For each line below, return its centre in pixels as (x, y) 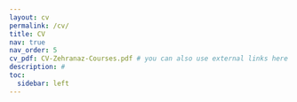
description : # (37, 67)
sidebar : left (43, 83)
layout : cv (29, 17)
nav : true (28, 42)
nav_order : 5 (33, 51)
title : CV (28, 34)
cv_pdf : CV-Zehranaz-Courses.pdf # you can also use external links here (149, 59)
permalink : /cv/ (39, 26)
